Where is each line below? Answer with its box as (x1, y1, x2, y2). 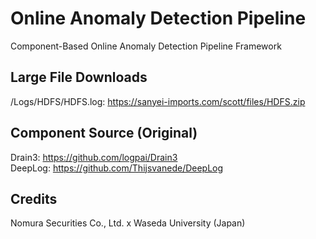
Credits (10, 190, 58, 207)
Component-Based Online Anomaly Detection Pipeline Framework (10, 40, 282, 52)
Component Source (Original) (10, 125, 198, 142)
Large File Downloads (10, 69, 148, 86)
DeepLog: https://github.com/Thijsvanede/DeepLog (10, 162, 224, 174)
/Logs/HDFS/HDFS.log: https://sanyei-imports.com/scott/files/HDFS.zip (10, 95, 306, 107)
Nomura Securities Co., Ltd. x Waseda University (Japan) (10, 217, 246, 229)
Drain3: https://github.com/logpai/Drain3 (10, 151, 178, 163)
